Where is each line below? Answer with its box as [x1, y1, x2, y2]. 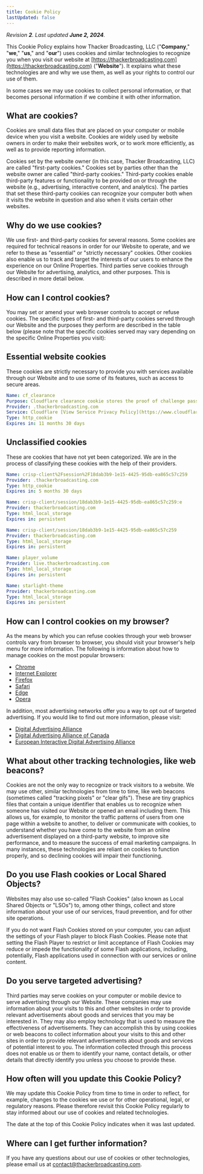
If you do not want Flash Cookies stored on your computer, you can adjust [6, 926, 190, 933]
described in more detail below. [6, 275, 85, 282]
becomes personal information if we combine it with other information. [6, 93, 182, 100]
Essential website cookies [6, 352, 107, 362]
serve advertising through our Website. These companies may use [6, 998, 172, 1005]
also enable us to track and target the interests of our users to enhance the [6, 255, 193, 263]
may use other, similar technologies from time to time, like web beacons [6, 787, 185, 795]
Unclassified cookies [6, 437, 88, 448]
